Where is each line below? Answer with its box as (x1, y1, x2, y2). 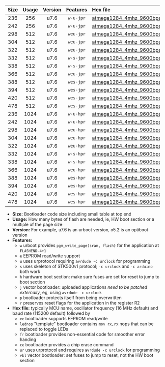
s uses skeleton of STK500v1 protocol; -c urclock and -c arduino (19, 263, 153, 269)
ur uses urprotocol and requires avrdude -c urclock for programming (19, 347, 160, 353)
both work (19, 269, 41, 275)
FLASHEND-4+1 (19, 248, 47, 253)
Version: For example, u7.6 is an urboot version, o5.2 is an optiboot (12, 227, 149, 233)
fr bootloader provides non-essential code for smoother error (19, 332, 145, 337)
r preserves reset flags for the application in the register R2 (19, 300, 140, 306)
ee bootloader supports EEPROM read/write (19, 316, 108, 321)
